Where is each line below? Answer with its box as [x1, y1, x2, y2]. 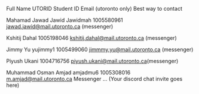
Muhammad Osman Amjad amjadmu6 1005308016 [6, 69, 131, 76]
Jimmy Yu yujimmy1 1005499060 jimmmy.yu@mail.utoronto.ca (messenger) [6, 46, 194, 53]
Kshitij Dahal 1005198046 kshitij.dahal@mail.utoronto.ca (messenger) [6, 35, 177, 41]
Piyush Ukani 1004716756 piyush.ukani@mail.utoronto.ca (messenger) [6, 58, 179, 64]
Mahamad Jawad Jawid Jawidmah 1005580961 [6, 17, 124, 23]
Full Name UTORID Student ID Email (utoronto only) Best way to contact [6, 5, 182, 12]
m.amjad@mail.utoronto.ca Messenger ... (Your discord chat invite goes [6, 76, 183, 82]
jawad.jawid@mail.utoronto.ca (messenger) [6, 23, 114, 30]
